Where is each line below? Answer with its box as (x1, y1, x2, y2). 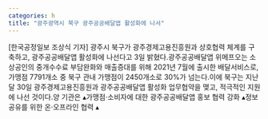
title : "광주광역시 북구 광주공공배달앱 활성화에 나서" (8, 19, 165, 27)
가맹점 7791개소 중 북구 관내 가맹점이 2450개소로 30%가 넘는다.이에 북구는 (8, 72, 244, 81)
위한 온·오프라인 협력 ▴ (29, 101, 100, 112)
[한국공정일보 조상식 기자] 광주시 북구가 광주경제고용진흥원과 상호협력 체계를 (8, 42, 246, 52)
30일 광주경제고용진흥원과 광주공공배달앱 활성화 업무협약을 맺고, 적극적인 (16, 81, 246, 92)
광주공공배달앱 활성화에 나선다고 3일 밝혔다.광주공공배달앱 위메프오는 (31, 52, 248, 61)
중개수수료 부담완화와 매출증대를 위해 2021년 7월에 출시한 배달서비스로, (35, 61, 259, 72)
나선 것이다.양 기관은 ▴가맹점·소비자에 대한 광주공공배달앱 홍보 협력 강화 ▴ (16, 92, 246, 101)
